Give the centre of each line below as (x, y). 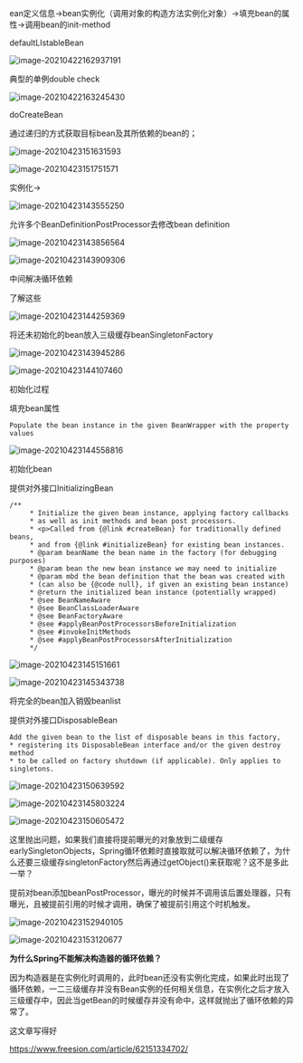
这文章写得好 (33, 1031)
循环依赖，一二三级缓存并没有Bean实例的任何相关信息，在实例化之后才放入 (150, 989)
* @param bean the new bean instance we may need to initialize (153, 569)
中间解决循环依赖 (41, 278)
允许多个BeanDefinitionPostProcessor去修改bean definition (120, 224)
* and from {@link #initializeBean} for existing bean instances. (157, 545)
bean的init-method (76, 24)
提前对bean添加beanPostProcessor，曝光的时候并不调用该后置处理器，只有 (151, 893)
